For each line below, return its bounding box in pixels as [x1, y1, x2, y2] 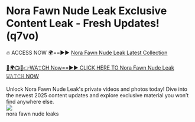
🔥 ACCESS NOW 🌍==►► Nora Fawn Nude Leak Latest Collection [6, 49, 168, 56]
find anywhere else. [6, 98, 54, 105]
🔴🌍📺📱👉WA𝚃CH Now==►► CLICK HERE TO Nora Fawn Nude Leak [6, 64, 174, 71]
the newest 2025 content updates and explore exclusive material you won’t [6, 91, 189, 98]
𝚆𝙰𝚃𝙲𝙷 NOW [6, 72, 40, 80]
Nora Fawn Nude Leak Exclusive [6, 4, 167, 18]
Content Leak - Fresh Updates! [6, 17, 160, 30]
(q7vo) [6, 29, 39, 42]
